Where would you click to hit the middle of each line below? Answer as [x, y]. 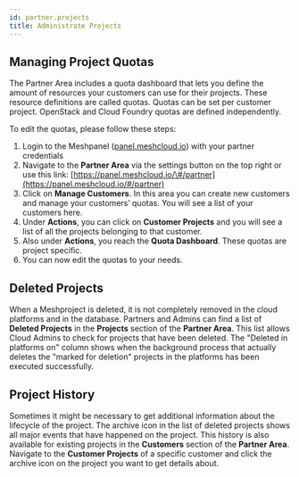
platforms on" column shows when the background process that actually [143, 348]
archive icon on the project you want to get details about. [114, 463]
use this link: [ [48, 175]
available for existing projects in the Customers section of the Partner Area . [149, 444]
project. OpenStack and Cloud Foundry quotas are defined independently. [145, 111]
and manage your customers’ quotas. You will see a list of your [137, 203]
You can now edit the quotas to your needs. [102, 260]
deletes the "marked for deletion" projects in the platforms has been [134, 357]
